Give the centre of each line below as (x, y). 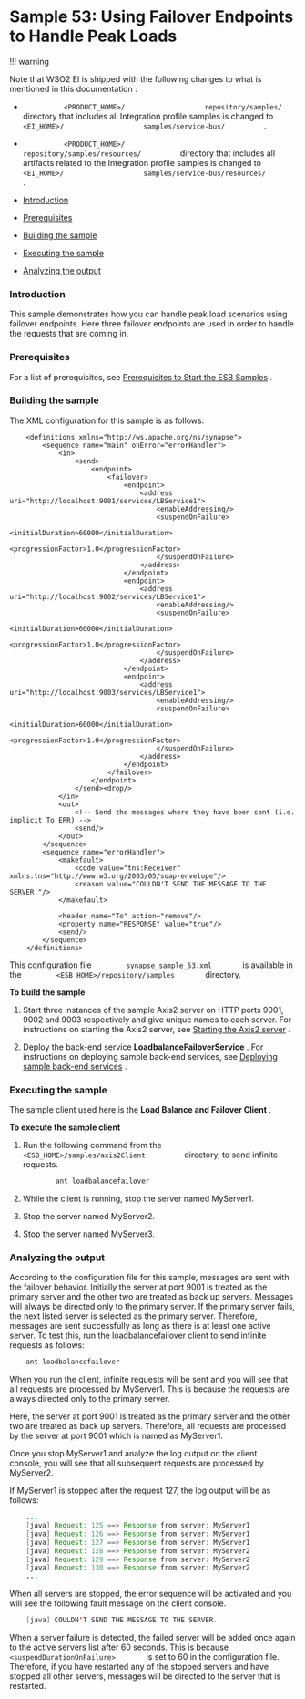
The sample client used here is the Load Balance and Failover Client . (140, 1110)
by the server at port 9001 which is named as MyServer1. (116, 1436)
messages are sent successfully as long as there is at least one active (140, 1326)
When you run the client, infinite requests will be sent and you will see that (149, 1380)
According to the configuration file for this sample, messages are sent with (149, 1278)
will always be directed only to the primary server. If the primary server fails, (152, 1307)
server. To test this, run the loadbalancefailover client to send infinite (138, 1336)
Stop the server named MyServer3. (88, 1234)
